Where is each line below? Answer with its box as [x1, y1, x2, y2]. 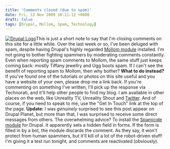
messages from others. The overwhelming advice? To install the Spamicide [5, 116, 162, 123]
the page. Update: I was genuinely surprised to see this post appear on [5, 106, 155, 112]
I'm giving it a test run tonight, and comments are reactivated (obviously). [5, 138, 159, 144]
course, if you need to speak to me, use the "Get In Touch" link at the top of [5, 100, 163, 107]
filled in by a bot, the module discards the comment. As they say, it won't [5, 128, 157, 134]
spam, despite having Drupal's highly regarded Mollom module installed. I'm [5, 46, 164, 52]
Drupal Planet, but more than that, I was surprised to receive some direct [5, 111, 157, 117]
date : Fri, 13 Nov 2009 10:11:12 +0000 [5, 12, 90, 17]
